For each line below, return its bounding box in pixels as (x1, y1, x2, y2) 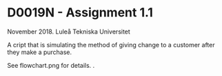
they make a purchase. (7, 48, 72, 56)
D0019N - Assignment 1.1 (7, 5, 154, 21)
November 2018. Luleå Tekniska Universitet (7, 27, 131, 36)
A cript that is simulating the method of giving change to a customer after (7, 40, 215, 49)
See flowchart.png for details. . (7, 61, 95, 69)
